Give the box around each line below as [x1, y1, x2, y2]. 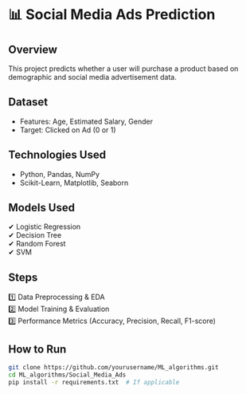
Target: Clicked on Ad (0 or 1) [19, 124, 117, 135]
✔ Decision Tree [8, 230, 62, 240]
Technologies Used [8, 148, 106, 162]
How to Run [8, 342, 67, 356]
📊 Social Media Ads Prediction [8, 6, 216, 24]
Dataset [8, 96, 49, 109]
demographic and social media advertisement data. [8, 73, 177, 81]
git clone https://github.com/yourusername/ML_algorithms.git [8, 364, 219, 372]
